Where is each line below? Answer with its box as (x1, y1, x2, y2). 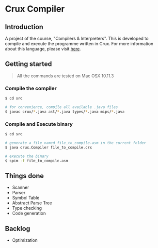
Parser (12, 190, 26, 196)
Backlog (5, 224, 31, 232)
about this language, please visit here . (5, 46, 81, 51)
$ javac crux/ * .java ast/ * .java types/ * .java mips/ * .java (5, 109, 125, 114)
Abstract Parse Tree (12, 200, 52, 206)
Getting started (5, 60, 52, 68)
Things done (5, 171, 44, 180)
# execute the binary (5, 154, 49, 159)
